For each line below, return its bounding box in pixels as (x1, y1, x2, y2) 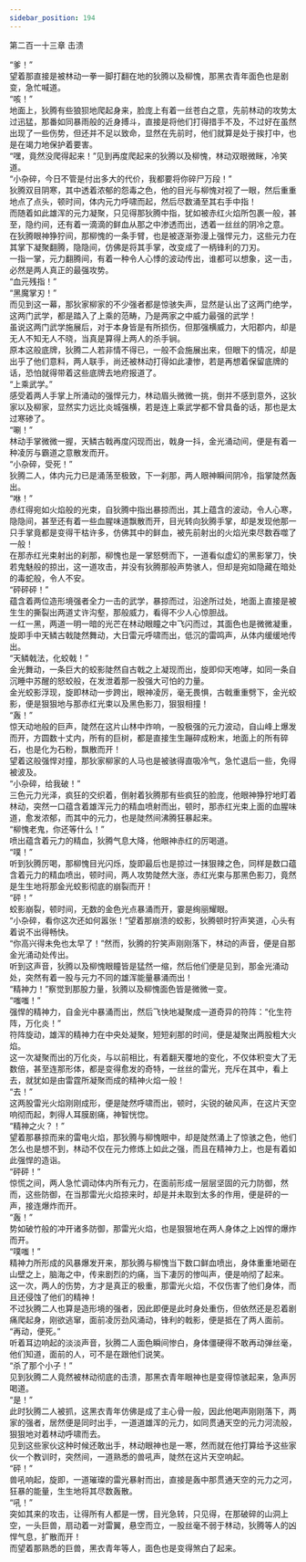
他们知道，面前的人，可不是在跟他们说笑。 (9, 1348, 169, 1359)
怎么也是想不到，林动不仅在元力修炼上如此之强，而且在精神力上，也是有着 (9, 1143, 289, 1154)
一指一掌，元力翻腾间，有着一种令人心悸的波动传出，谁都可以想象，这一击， (9, 253, 297, 264)
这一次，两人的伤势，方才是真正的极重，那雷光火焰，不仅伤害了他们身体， (9, 1280, 289, 1291)
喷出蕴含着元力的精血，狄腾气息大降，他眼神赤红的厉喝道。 (9, 834, 233, 845)
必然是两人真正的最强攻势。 (9, 264, 114, 275)
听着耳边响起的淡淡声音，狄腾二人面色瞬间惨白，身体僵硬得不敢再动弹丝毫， (9, 1337, 297, 1347)
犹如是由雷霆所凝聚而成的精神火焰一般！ (33, 1075, 185, 1085)
